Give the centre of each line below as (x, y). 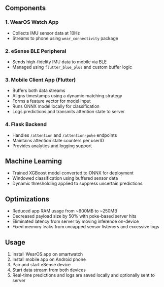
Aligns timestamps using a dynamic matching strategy (67, 96)
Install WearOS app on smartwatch (47, 254)
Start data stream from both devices (49, 270)
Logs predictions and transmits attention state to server (68, 112)
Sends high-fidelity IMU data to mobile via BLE (59, 62)
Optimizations (27, 199)
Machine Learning (34, 161)
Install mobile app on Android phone (49, 259)
